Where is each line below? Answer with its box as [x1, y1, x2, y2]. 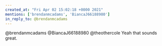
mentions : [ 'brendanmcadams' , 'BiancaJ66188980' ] [5, 12, 110, 17]
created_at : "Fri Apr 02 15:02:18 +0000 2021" [5, 7, 103, 12]
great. [5, 35, 17, 41]
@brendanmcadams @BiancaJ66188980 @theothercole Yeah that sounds [5, 30, 158, 36]
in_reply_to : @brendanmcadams [5, 16, 68, 21]
